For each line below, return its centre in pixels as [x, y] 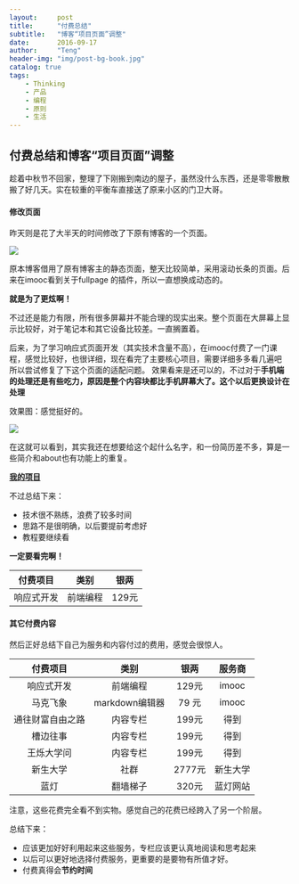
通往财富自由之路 [50, 720]
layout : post [41, 17]
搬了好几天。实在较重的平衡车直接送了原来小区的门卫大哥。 [118, 189]
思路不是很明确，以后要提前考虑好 [85, 526]
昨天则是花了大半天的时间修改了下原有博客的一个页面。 [110, 233]
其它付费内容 [32, 623]
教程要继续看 [45, 537]
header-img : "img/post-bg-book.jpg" [77, 59]
